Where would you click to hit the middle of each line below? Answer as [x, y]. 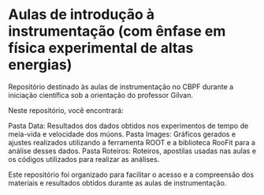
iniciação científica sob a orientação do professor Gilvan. [100, 95]
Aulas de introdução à [82, 15]
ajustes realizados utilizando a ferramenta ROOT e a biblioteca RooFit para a [132, 142]
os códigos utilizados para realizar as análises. [84, 159]
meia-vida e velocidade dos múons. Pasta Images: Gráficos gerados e [122, 134]
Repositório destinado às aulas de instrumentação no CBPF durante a [121, 86]
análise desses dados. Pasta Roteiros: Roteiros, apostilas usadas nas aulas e [132, 151]
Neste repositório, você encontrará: [66, 110]
